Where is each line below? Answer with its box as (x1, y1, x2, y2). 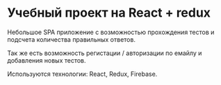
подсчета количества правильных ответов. (7, 35, 136, 43)
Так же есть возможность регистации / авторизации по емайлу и (7, 49, 202, 57)
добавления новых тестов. (7, 56, 86, 64)
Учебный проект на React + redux (7, 5, 211, 21)
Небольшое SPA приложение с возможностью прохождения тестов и (7, 28, 215, 36)
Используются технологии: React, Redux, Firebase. (7, 70, 158, 78)
